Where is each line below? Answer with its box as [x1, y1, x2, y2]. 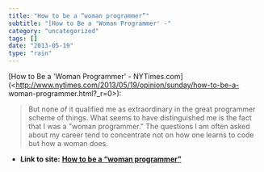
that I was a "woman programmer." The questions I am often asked [27, 122, 250, 131]
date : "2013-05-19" [8, 42, 74, 50]
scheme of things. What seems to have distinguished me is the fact [27, 113, 252, 122]
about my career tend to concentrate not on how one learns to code [27, 130, 254, 140]
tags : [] [8, 34, 38, 43]
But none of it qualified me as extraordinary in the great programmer [27, 104, 256, 114]
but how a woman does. [27, 139, 109, 148]
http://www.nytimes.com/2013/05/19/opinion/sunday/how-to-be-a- [15, 80, 240, 90]
